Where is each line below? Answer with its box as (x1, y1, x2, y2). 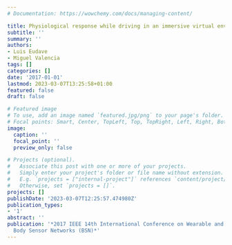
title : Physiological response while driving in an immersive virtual (7, 22, 215, 30)
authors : (7, 42, 32, 49)
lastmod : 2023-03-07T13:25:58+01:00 (7, 80, 113, 87)
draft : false (7, 93, 45, 100)
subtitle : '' (7, 29, 45, 36)
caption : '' (13, 131, 48, 138)
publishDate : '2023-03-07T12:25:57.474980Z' (7, 195, 137, 202)
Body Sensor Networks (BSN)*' (13, 227, 100, 234)
